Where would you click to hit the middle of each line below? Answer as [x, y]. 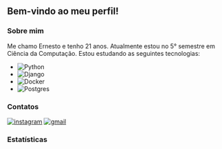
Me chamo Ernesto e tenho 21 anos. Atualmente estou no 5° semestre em [111, 46]
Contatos [23, 106]
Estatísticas [27, 139]
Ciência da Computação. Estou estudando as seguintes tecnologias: [104, 53]
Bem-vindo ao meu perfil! [63, 11]
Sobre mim [26, 31]
